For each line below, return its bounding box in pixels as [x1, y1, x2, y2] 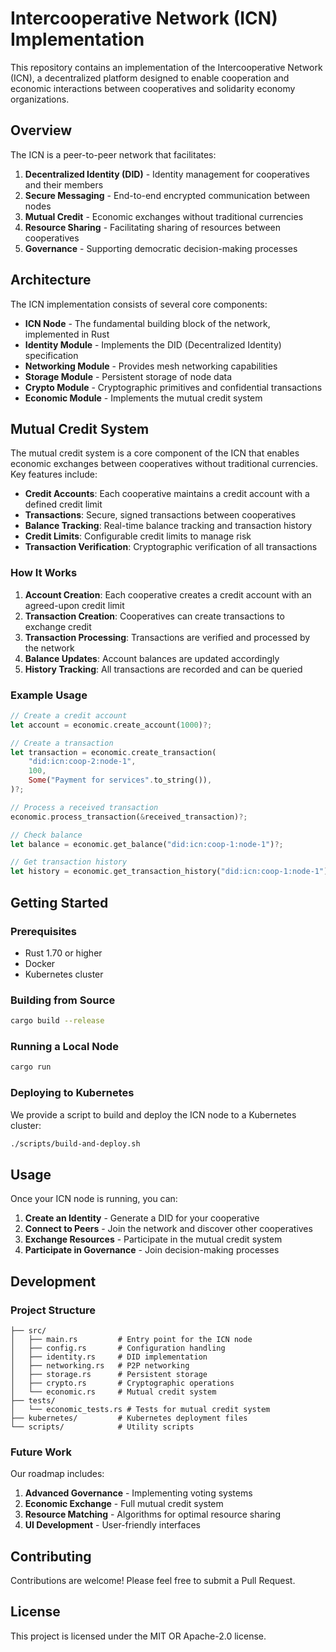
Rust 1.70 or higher [24, 947, 103, 959]
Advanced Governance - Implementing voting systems [24, 1487, 253, 1499]
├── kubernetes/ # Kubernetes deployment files [10, 1413, 248, 1423]
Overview [10, 122, 73, 139]
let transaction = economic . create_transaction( [10, 747, 217, 757]
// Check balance [10, 830, 83, 840]
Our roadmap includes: [10, 1468, 105, 1480]
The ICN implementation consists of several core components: [10, 298, 268, 310]
